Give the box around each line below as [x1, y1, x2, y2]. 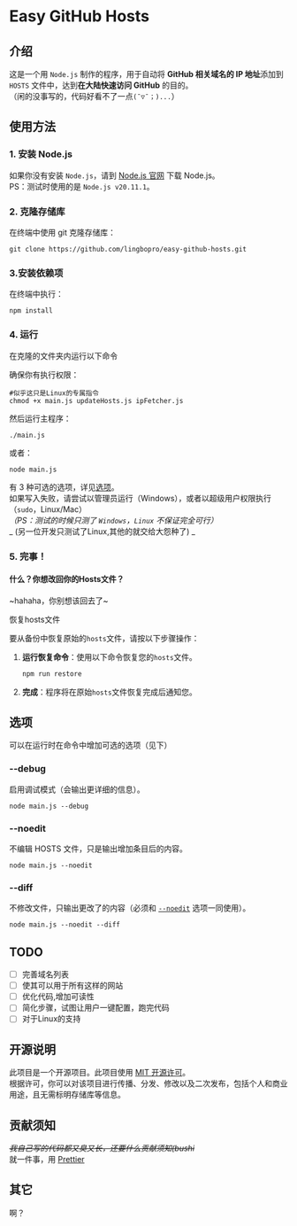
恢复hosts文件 [9, 614, 60, 625]
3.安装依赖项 [9, 267, 64, 279]
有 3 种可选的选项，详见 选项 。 [9, 481, 119, 493]
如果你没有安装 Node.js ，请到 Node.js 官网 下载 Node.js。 [9, 170, 220, 181]
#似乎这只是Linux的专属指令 [9, 388, 99, 398]
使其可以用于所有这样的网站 [21, 981, 124, 991]
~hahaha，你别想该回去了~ [9, 595, 109, 606]
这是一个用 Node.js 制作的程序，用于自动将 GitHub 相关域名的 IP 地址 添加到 [9, 69, 285, 79]
